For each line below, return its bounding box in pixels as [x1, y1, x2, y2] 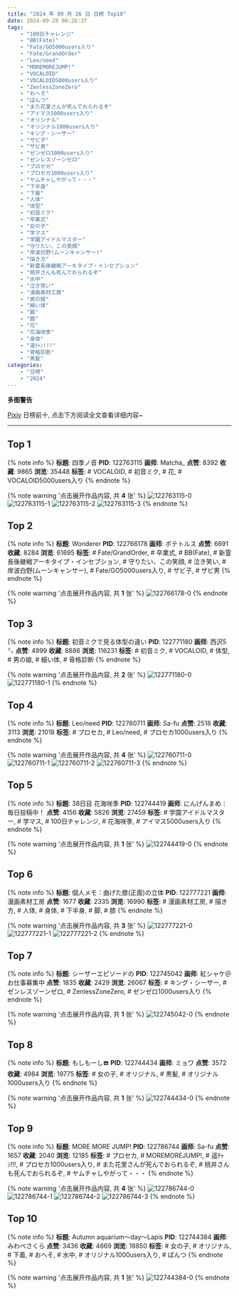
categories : [7, 361, 43, 369]
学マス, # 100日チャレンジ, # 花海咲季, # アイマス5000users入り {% [22, 817, 222, 826]
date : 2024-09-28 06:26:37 [7, 17, 87, 24]
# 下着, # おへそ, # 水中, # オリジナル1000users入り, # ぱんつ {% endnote [7, 1250, 223, 1259]
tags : [7, 24, 23, 31]
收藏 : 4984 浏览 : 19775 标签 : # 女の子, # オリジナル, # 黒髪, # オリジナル [7, 1070, 219, 1079]
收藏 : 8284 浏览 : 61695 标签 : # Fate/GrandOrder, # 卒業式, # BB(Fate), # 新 [7, 548, 225, 557]
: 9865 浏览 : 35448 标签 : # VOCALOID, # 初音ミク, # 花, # [14, 467, 183, 475]
